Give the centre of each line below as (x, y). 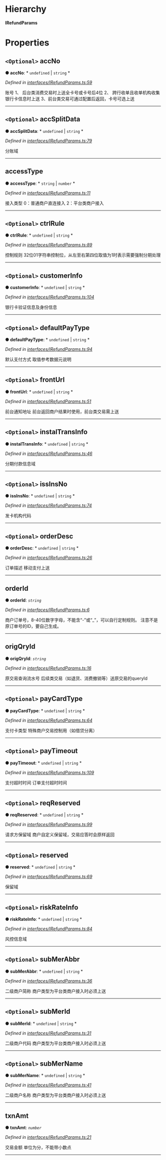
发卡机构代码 (18, 516)
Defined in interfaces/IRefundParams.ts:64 (49, 720)
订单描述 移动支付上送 (27, 568)
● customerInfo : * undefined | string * (45, 288)
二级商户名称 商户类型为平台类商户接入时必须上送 (56, 1095)
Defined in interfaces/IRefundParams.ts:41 (48, 1085)
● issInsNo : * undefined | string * (40, 496)
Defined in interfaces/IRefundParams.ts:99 (49, 825)
